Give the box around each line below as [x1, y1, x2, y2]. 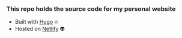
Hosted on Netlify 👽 [14, 26, 65, 33]
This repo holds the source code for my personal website [6, 5, 176, 13]
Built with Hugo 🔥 [14, 18, 59, 26]
